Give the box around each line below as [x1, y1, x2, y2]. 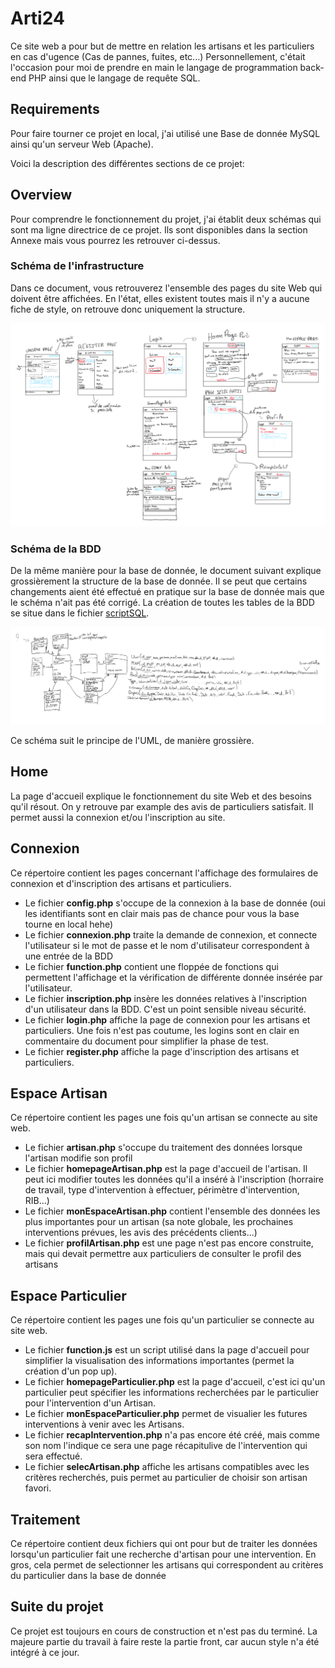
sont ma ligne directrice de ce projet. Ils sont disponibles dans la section [10, 223, 308, 236]
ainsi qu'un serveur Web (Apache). [10, 138, 154, 150]
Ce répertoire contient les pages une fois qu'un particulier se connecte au [10, 1314, 315, 1326]
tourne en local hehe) [24, 918, 114, 930]
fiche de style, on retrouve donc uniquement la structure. [10, 303, 246, 315]
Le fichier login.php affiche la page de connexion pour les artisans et [24, 1013, 311, 1026]
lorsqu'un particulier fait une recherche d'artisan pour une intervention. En [10, 1548, 317, 1561]
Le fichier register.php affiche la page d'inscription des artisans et [24, 1045, 300, 1057]
